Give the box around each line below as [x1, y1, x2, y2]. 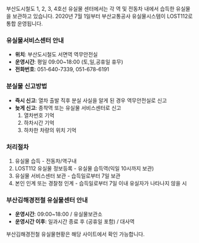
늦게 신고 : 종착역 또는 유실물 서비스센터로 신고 [14, 104, 122, 111]
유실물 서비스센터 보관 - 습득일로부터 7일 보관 [14, 172, 121, 179]
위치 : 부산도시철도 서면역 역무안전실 [14, 51, 98, 58]
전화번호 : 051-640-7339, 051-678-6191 [14, 66, 110, 73]
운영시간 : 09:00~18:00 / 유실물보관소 [14, 210, 103, 218]
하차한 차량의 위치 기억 [23, 127, 77, 134]
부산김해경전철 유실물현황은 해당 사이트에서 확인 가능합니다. [6, 231, 145, 238]
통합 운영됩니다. [6, 20, 43, 27]
